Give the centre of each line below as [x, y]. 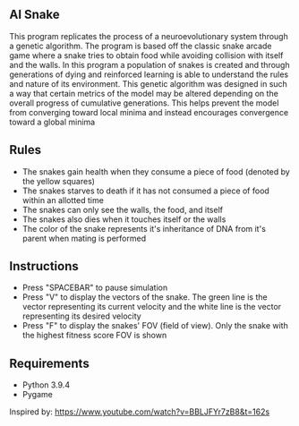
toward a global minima [52, 122]
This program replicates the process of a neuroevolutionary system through [149, 36]
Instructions [44, 266]
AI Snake [34, 15]
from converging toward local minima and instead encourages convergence [149, 112]
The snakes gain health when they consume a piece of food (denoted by [156, 171]
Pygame [38, 395]
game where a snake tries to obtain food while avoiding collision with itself [146, 55]
